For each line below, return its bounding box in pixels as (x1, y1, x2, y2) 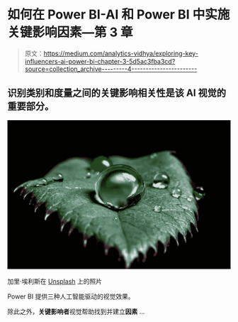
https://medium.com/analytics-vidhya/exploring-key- (43, 49, 198, 58)
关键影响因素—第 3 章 (7, 24, 133, 41)
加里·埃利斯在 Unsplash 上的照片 (7, 277, 103, 286)
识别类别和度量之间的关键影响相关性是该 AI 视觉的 (7, 87, 227, 100)
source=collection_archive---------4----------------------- (24, 65, 198, 73)
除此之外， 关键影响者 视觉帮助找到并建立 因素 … (7, 307, 145, 316)
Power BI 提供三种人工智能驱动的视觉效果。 (7, 292, 135, 301)
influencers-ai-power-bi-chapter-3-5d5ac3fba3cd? (24, 57, 176, 65)
